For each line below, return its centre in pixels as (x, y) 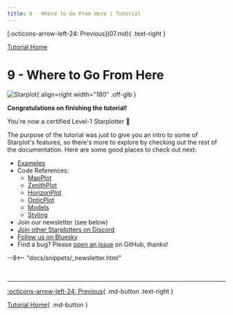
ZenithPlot (42, 185)
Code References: (43, 170)
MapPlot (40, 177)
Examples (31, 163)
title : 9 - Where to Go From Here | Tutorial (74, 14)
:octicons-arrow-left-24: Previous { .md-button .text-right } (90, 291)
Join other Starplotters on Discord (66, 229)
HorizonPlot (44, 193)
